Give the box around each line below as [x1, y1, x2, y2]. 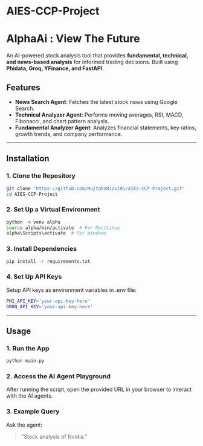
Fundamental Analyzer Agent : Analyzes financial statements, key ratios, [14, 124, 196, 131]
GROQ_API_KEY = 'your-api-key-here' [6, 303, 94, 309]
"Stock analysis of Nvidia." [21, 433, 88, 440]
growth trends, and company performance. [14, 130, 123, 137]
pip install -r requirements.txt [6, 258, 91, 264]
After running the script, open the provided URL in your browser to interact [6, 386, 192, 393]
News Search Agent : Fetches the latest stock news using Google [14, 98, 178, 105]
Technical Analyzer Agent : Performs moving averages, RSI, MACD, [14, 111, 184, 118]
